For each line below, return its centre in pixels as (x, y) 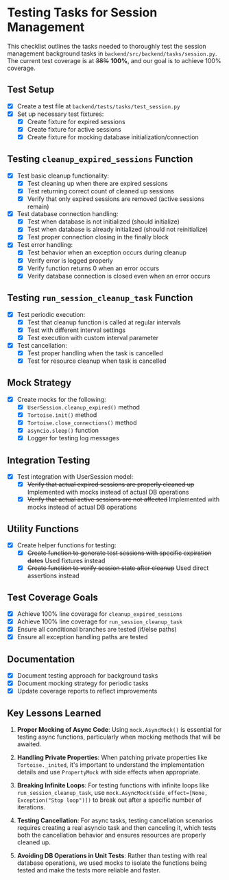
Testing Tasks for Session (82, 13)
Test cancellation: (42, 345)
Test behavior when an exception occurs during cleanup (107, 252)
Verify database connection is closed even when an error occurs (119, 276)
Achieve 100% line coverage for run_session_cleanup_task (100, 621)
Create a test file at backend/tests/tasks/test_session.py (98, 106)
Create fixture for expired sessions (76, 121)
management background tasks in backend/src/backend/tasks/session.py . (112, 53)
